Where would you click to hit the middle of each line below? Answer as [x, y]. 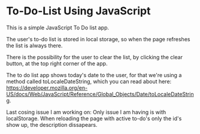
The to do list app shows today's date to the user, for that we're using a [94, 75]
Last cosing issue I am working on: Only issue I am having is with [86, 112]
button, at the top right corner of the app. [57, 63]
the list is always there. [34, 45]
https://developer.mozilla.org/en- [47, 87]
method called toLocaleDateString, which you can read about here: [89, 81]
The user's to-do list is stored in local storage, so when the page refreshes [98, 39]
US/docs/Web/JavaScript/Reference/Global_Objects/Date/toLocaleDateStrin [100, 94]
